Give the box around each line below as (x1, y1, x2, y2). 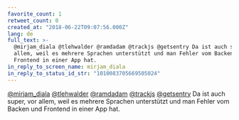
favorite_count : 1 (7, 10, 62, 18)
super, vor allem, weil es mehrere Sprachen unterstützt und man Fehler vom (7, 97, 230, 105)
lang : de (7, 30, 33, 38)
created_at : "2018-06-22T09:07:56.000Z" (7, 23, 129, 31)
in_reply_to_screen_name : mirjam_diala (7, 63, 126, 70)
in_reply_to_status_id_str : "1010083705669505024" (7, 70, 161, 77)
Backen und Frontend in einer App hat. (7, 104, 121, 113)
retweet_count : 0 (7, 17, 59, 24)
